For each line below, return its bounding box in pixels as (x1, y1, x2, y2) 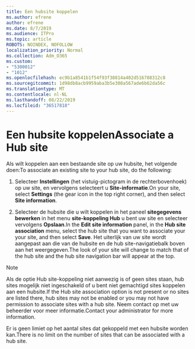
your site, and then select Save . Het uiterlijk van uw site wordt (14, 234, 167, 241)
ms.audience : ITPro (6, 31, 55, 37)
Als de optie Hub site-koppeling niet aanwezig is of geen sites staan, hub (6, 275, 185, 283)
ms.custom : (6, 58, 33, 64)
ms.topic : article (6, 36, 52, 42)
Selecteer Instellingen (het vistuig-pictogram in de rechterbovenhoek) (14, 178, 187, 185)
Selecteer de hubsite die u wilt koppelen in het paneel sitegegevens (14, 208, 182, 215)
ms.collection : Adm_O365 (6, 53, 68, 59)
